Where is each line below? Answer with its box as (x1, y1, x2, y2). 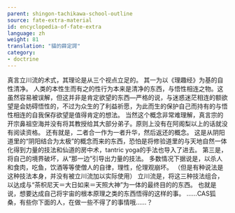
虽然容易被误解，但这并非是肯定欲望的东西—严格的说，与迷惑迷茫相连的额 (7, 93, 222, 101)
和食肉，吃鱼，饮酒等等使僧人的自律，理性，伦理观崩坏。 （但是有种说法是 (7, 163, 224, 171)
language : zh (7, 29, 45, 37)
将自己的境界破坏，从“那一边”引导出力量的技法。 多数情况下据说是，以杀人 (7, 154, 223, 163)
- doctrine (7, 56, 39, 63)
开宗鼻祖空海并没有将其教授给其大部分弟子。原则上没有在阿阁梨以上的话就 (7, 119, 222, 128)
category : (7, 50, 36, 57)
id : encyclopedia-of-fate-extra (7, 23, 101, 30)
